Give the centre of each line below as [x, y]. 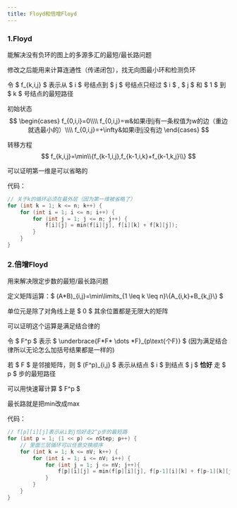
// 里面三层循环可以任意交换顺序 [62, 445]
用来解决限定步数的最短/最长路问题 [58, 281]
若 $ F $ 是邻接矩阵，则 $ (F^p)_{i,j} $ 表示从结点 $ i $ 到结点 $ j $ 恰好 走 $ [117, 365]
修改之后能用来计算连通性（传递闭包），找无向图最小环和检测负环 [102, 69]
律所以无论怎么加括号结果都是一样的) [61, 350]
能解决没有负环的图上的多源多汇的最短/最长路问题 [80, 54]
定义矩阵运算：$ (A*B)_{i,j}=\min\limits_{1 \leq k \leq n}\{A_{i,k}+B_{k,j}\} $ [115, 296]
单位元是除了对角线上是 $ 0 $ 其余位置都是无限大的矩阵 [88, 311]
